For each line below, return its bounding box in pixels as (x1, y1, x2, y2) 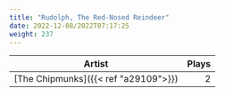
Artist (83, 58, 109, 70)
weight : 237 (9, 29, 54, 38)
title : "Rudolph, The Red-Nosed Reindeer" (9, 12, 170, 22)
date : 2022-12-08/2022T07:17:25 (9, 21, 129, 30)
